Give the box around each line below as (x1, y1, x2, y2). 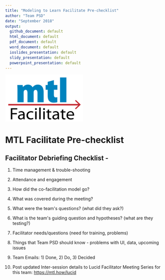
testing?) (12, 220, 31, 226)
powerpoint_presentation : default (9, 60, 81, 66)
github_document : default (9, 29, 64, 34)
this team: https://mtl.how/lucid (12, 270, 77, 276)
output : (5, 24, 21, 29)
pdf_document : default (9, 40, 57, 45)
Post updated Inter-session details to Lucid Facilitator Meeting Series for (12, 264, 161, 270)
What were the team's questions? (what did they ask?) (12, 206, 124, 211)
